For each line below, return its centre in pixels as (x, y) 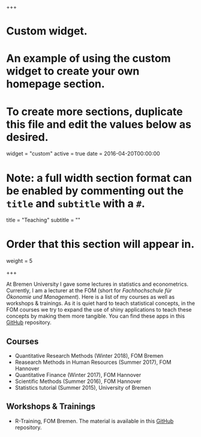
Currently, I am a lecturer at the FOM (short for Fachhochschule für (89, 291)
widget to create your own (73, 71)
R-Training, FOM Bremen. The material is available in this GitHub (94, 421)
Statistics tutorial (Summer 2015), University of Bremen (83, 387)
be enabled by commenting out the (95, 191)
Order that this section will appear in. (100, 244)
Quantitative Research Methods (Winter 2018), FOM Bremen (89, 356)
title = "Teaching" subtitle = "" (43, 220)
